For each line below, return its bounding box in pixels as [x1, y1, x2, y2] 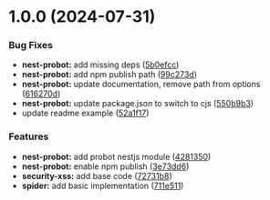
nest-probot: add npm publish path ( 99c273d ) [21, 69, 198, 80]
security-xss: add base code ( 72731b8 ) [21, 170, 172, 181]
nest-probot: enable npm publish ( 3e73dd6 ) [21, 161, 190, 172]
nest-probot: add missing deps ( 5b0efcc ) [21, 59, 180, 70]
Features [8, 130, 49, 143]
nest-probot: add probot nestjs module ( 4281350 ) [21, 151, 212, 162]
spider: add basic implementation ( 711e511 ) [21, 180, 184, 191]
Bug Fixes [8, 39, 54, 52]
